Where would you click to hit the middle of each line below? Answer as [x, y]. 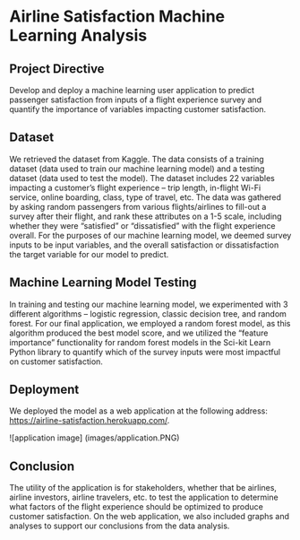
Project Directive [57, 69]
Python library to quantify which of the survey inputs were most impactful [145, 352]
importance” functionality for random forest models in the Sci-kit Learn [140, 342]
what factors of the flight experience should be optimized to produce [137, 507]
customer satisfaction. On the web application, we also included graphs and [149, 517]
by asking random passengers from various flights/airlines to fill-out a [138, 206]
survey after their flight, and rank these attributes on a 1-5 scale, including [146, 216]
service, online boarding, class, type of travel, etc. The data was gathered [146, 197]
